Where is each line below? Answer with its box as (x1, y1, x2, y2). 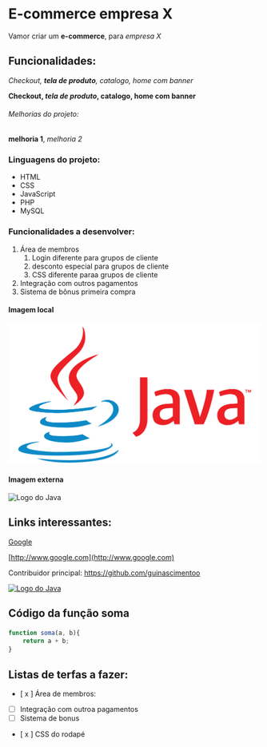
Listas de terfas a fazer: (8, 668, 129, 681)
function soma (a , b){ (8, 629, 81, 637)
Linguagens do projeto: (8, 153, 101, 165)
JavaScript (19, 189, 56, 199)
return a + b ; (22, 637, 70, 646)
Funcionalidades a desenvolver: (8, 226, 135, 237)
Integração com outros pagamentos (19, 278, 138, 288)
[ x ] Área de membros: (19, 689, 97, 699)
